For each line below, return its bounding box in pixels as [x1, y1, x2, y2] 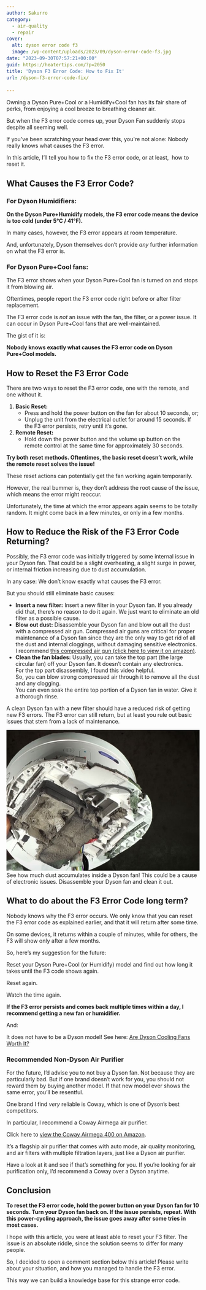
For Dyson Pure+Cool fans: [6, 263, 89, 271]
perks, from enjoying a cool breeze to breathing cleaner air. [6, 105, 156, 113]
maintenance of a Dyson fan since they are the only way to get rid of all [15, 634, 196, 641]
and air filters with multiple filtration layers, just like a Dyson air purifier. [6, 1149, 186, 1157]
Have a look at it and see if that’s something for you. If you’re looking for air [6, 1161, 196, 1168]
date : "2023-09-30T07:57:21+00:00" [6, 55, 97, 61]
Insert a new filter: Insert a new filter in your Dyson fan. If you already [15, 601, 193, 609]
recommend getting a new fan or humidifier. [6, 1010, 121, 1017]
